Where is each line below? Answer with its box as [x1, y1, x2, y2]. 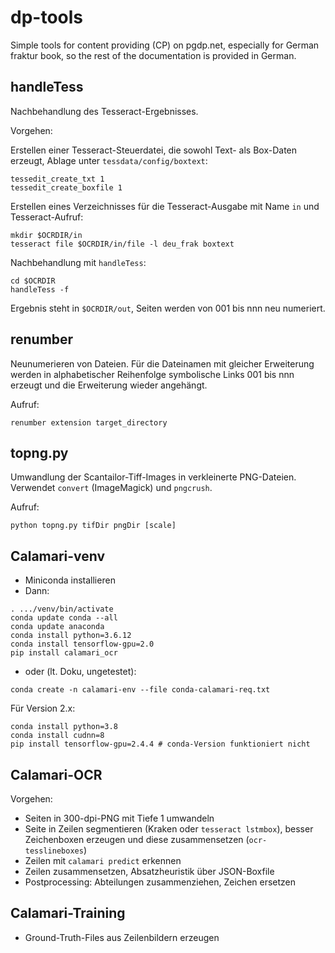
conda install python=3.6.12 [10, 631, 132, 641]
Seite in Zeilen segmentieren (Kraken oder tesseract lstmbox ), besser [24, 823, 314, 835]
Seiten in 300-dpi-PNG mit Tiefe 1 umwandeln [24, 812, 215, 824]
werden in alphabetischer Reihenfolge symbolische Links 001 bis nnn [10, 368, 295, 380]
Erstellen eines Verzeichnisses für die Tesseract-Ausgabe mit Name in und [10, 200, 320, 212]
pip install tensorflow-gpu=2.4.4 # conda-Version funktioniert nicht [10, 739, 311, 750]
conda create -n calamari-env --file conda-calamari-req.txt [10, 685, 271, 695]
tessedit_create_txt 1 [10, 174, 105, 184]
